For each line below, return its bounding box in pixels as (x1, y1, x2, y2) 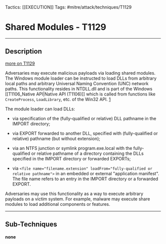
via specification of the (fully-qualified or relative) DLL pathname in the (12, 115, 157, 121)
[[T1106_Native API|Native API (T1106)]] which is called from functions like (5, 91, 156, 97)
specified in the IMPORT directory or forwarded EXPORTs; (12, 155, 131, 161)
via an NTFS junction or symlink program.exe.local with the (12, 145, 132, 151)
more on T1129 (5, 60, 36, 66)
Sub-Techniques (5, 220, 57, 229)
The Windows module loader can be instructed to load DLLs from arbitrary (5, 75, 157, 81)
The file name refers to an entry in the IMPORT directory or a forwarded (12, 176, 159, 182)
